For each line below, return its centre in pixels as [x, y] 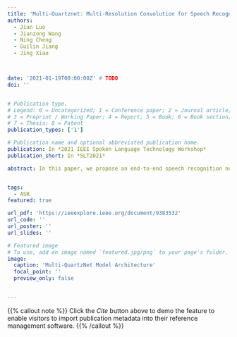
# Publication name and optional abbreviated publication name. [104, 143]
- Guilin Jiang [36, 47]
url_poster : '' [30, 226]
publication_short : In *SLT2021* [56, 156]
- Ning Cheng [33, 40]
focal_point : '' [37, 272]
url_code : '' [26, 220]
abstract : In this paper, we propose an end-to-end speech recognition [115, 168]
